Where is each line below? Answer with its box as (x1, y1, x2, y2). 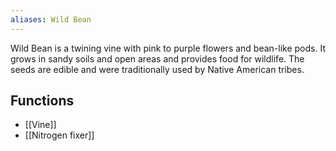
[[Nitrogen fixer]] (24, 129, 95, 141)
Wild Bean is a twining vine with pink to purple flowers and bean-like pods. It (10, 42, 326, 54)
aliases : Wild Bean (10, 14, 92, 25)
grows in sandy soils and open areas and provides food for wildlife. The (10, 52, 305, 65)
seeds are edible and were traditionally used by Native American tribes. (10, 63, 305, 75)
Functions (10, 92, 75, 110)
